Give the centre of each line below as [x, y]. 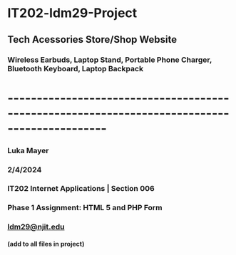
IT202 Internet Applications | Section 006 [81, 189]
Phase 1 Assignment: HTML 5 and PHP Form [85, 208]
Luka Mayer [28, 150]
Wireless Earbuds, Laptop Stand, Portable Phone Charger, [110, 60]
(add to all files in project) [46, 244]
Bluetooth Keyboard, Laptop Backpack [76, 68]
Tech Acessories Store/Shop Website [92, 40]
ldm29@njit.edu [36, 227]
